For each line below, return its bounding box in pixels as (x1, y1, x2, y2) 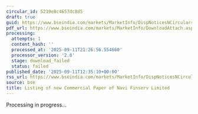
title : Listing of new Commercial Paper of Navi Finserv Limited (6, 85, 170, 91)
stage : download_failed (11, 58, 70, 63)
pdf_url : (6, 25, 28, 31)
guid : (6, 19, 19, 25)
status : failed (11, 63, 49, 69)
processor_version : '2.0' (11, 52, 75, 58)
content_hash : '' (11, 42, 54, 48)
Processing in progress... (6, 101, 67, 108)
